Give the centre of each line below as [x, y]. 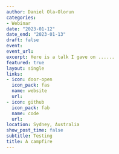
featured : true [25, 62]
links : [14, 74]
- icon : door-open [29, 79]
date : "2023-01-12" [31, 29]
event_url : [20, 52]
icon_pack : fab [31, 108]
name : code [25, 113]
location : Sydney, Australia [43, 125]
